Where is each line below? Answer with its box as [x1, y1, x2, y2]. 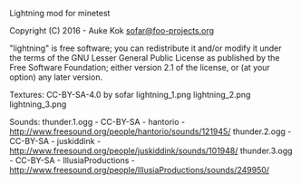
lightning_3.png [9, 99, 67, 110]
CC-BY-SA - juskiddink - [9, 136, 102, 146]
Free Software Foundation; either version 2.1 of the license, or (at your [9, 63, 270, 73]
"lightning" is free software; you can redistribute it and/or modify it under [9, 43, 282, 53]
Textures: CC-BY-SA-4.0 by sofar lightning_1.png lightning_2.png [9, 90, 251, 100]
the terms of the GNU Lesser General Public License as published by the [9, 53, 280, 63]
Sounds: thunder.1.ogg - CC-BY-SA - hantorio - [9, 117, 186, 127]
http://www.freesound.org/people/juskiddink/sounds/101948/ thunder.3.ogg [9, 145, 293, 156]
